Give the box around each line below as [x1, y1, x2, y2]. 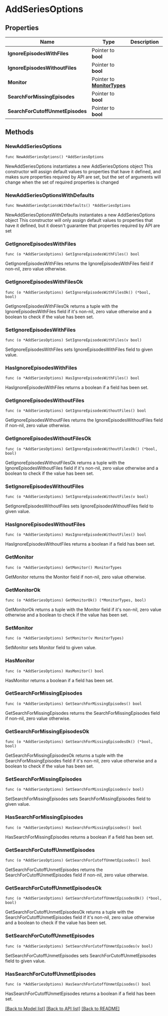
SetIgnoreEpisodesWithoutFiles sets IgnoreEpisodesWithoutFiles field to [5, 503, 154, 509]
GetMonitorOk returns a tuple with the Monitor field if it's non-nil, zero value [5, 606, 161, 612]
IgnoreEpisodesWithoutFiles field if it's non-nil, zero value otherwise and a [5, 465, 158, 471]
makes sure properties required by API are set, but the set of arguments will [5, 174, 161, 180]
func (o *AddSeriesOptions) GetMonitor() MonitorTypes [5, 565, 122, 570]
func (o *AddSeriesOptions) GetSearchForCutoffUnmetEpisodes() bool [5, 858, 151, 863]
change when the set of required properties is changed [5, 179, 119, 185]
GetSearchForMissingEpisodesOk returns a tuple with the [5, 752, 123, 758]
